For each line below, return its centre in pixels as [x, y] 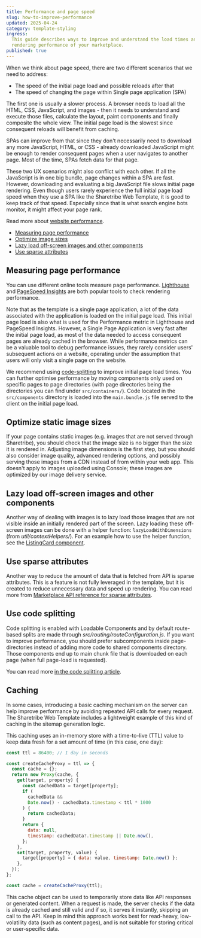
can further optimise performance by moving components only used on [94, 378]
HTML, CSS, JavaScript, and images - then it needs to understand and [93, 110]
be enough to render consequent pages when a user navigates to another [97, 153]
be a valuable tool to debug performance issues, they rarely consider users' [100, 347]
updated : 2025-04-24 [32, 23]
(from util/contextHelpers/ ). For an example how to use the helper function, [99, 537]
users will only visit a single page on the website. [66, 360]
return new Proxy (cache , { [45, 775]
